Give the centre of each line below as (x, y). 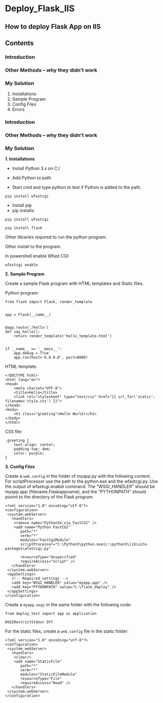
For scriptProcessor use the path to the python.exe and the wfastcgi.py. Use (81, 481)
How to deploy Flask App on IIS (53, 27)
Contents (19, 43)
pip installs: (24, 211)
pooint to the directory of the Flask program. (49, 497)
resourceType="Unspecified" (49, 557)
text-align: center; (35, 445)
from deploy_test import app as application (51, 614)
